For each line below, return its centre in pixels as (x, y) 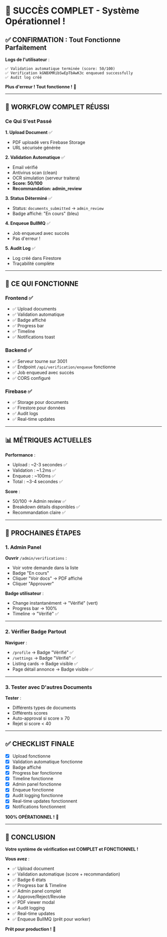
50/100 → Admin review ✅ (39, 501)
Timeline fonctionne (33, 779)
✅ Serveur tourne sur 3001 (40, 361)
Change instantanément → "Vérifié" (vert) (55, 603)
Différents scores (30, 713)
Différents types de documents (44, 708)
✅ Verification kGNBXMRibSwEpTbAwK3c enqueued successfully (69, 73)
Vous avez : (17, 859)
